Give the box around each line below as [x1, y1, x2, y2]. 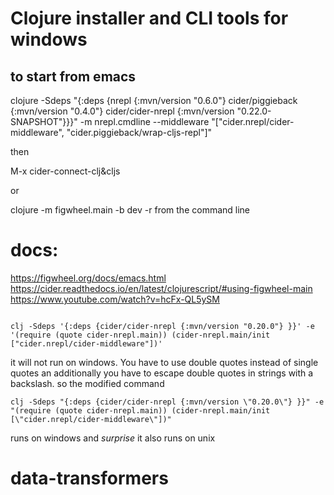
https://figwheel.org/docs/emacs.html [10, 272, 167, 284]
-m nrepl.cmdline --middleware [79, 116, 210, 127]
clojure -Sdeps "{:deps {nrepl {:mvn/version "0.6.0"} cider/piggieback [10, 95, 298, 106]
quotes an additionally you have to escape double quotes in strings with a [10, 367, 314, 379]
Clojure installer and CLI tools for [10, 7, 289, 30]
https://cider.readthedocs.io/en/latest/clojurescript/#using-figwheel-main [10, 282, 313, 294]
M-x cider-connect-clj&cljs [10, 165, 121, 177]
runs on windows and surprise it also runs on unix [10, 432, 216, 444]
